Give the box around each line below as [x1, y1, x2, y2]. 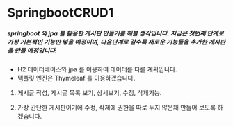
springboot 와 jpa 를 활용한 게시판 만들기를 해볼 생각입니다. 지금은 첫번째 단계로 [7, 29, 224, 37]
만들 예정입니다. [14, 46, 58, 55]
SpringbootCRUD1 [7, 5, 114, 21]
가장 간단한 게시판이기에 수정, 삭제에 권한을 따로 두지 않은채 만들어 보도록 [17, 103, 216, 112]
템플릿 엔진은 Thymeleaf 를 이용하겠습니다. [17, 74, 136, 83]
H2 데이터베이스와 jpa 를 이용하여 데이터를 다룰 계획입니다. [17, 65, 177, 74]
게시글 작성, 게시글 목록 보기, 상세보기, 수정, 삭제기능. [17, 89, 162, 97]
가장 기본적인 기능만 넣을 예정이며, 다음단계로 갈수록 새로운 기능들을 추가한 [7, 37, 207, 46]
